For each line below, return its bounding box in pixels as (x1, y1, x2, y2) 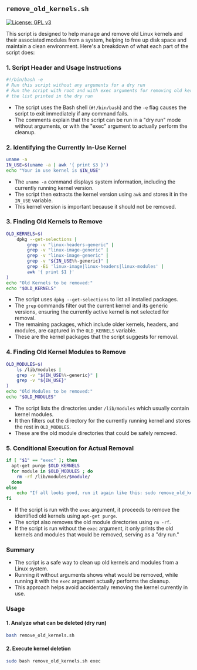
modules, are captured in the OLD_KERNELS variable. (14, 327, 137, 334)
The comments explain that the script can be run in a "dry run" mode (14, 116, 181, 123)
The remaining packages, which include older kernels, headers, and (14, 321, 179, 328)
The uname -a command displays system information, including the (14, 178, 176, 185)
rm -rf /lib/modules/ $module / (16, 474, 91, 479)
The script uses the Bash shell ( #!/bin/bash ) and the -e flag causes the (14, 104, 186, 111)
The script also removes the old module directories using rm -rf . (14, 519, 171, 526)
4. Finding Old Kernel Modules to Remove (6, 348, 126, 356)
